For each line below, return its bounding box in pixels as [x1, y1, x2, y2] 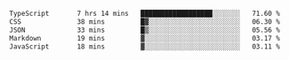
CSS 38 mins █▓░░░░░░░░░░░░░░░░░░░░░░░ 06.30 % [9, 17, 280, 26]
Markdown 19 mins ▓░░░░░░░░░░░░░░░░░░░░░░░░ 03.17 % [9, 34, 280, 42]
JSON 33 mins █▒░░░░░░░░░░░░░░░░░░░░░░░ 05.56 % [9, 26, 280, 34]
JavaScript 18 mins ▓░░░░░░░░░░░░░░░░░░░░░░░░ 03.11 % [9, 41, 280, 51]
